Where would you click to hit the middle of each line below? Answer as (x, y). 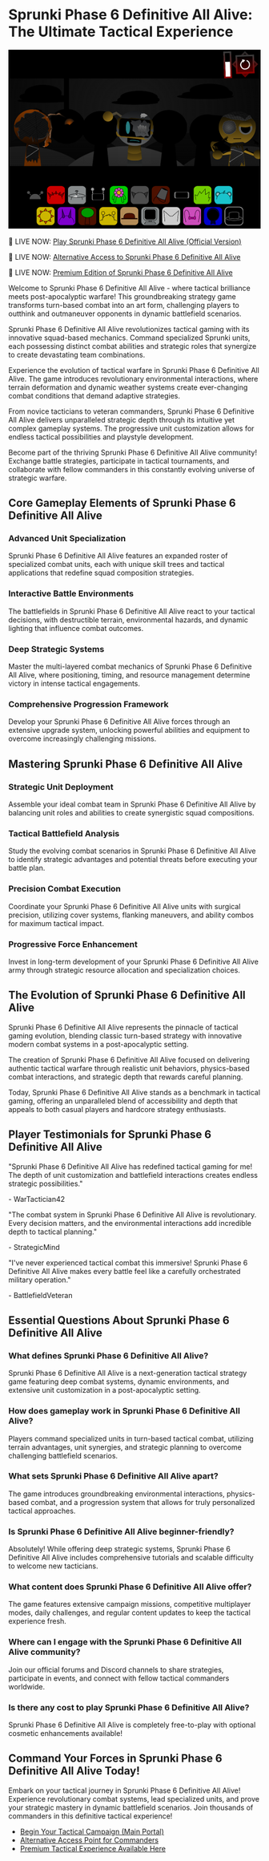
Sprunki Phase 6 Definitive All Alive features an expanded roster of (118, 556)
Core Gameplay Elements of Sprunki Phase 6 (122, 503)
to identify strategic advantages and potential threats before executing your (133, 860)
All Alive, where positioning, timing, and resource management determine (129, 675)
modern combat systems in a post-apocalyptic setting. (98, 1044)
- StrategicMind (34, 1247)
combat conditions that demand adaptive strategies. (94, 395)
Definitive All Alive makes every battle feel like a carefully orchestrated (124, 1271)
